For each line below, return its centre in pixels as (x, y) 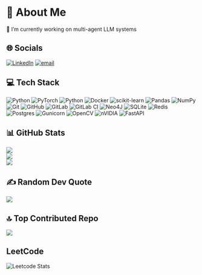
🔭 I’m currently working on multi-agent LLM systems (72, 29)
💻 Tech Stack (33, 83)
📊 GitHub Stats (36, 133)
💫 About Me (36, 12)
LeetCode (25, 252)
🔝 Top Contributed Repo (52, 218)
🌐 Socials (25, 48)
